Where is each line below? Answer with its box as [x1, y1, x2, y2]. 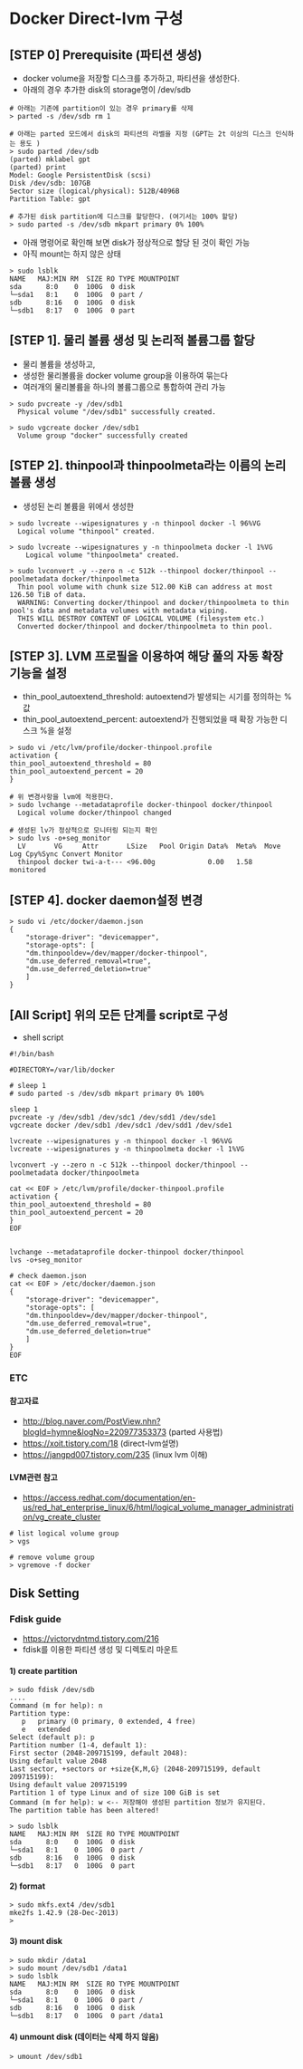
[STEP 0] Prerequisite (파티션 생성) [9, 47, 203, 63]
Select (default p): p [9, 1733, 95, 1742]
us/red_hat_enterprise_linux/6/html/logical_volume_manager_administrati [22, 1502, 294, 1513]
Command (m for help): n [9, 1701, 103, 1710]
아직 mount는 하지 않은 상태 [22, 248, 122, 259]
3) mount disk [9, 1936, 63, 1947]
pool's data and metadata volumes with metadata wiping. [9, 606, 229, 615]
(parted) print [9, 163, 67, 172]
